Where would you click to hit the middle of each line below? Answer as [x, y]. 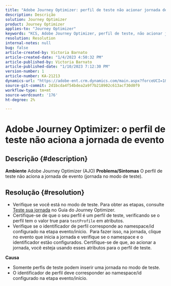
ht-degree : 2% [20, 100]
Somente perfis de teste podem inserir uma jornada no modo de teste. [86, 268]
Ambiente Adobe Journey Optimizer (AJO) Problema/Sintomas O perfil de [84, 171]
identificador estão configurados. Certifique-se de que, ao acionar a [84, 242]
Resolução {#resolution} [45, 192]
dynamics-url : [20, 81]
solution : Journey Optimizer [36, 19]
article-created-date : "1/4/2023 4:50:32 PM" [54, 57]
